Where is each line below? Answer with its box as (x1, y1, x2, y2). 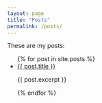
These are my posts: (7, 42, 65, 50)
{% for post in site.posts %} (16, 55, 96, 63)
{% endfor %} (16, 89, 57, 97)
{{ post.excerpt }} (16, 76, 67, 84)
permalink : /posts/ (7, 23, 63, 30)
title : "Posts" (7, 16, 51, 23)
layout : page (7, 10, 44, 17)
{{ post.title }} (16, 62, 56, 71)
